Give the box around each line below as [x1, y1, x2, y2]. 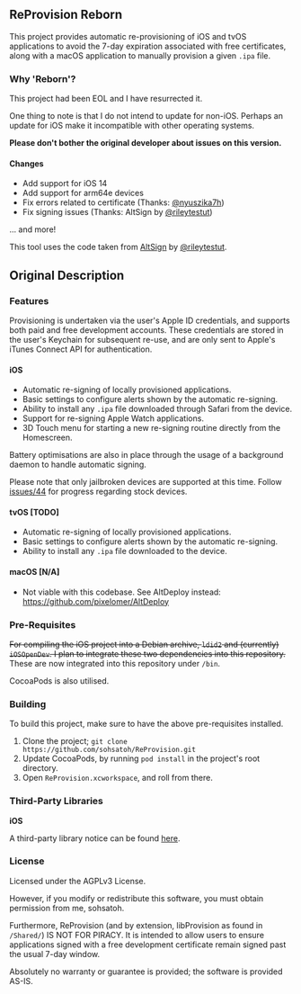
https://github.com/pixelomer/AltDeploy [22, 596, 169, 606]
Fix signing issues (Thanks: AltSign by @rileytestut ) [22, 207, 213, 218]
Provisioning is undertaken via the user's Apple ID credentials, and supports [9, 315, 290, 326]
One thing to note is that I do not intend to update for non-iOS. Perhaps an [9, 111, 283, 121]
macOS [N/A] [9, 567, 60, 577]
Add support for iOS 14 [22, 178, 108, 189]
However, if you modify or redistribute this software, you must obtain [9, 892, 264, 903]
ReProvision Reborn [9, 7, 123, 22]
